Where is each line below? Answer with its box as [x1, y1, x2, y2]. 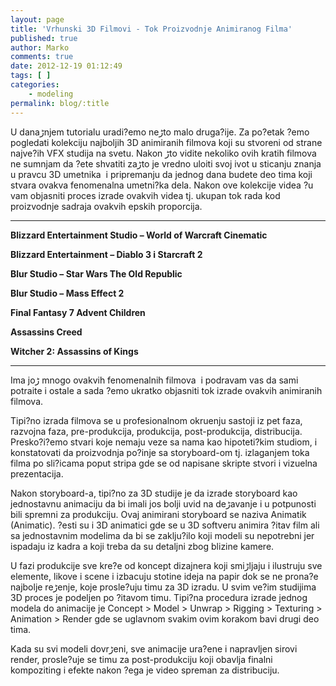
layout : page [10, 14, 65, 25]
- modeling [28, 89, 74, 99]
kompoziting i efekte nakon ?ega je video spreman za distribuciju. [10, 664, 280, 676]
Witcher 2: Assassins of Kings [10, 345, 139, 357]
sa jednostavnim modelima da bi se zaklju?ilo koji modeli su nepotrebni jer [10, 529, 315, 541]
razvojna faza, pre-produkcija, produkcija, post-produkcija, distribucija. [10, 425, 303, 437]
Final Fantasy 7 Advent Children [10, 306, 146, 318]
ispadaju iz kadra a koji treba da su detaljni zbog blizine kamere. [10, 540, 275, 552]
